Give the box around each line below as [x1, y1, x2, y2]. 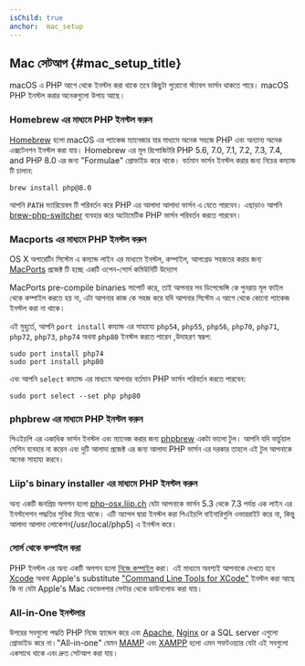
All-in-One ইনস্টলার [9, 606, 85, 619]
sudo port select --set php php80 [9, 391, 142, 401]
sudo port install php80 [9, 357, 104, 366]
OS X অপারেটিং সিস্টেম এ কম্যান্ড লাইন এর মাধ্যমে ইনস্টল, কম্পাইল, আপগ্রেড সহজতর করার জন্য [9, 253, 262, 265]
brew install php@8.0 [9, 183, 92, 193]
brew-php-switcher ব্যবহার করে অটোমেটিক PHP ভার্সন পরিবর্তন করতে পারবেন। [9, 209, 242, 220]
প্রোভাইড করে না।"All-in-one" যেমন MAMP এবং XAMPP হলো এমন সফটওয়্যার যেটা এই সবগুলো [9, 638, 289, 649]
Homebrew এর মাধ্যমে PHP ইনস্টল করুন [9, 113, 152, 126]
